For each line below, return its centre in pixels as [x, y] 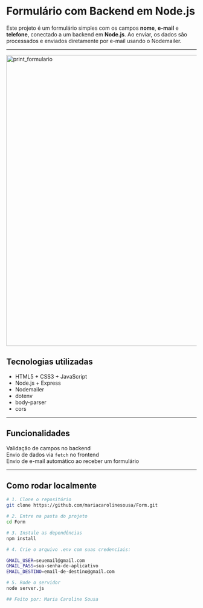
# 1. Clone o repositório [39, 500]
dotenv [24, 396]
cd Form [16, 522]
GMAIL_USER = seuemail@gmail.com [46, 560]
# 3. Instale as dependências [44, 533]
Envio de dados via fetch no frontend [53, 454]
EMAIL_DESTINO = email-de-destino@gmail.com [60, 572]
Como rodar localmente [52, 486]
